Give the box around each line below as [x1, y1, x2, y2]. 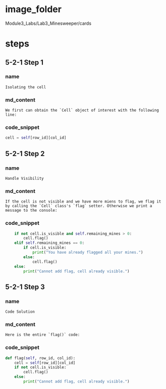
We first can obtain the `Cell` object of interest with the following [5, 108, 159, 113]
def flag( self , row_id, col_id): [5, 355, 76, 361]
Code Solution [5, 309, 35, 314]
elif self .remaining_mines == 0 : [14, 240, 85, 246]
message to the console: [5, 208, 58, 213]
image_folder [5, 4, 62, 15]
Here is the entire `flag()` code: [5, 332, 80, 337]
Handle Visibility [5, 176, 44, 181]
